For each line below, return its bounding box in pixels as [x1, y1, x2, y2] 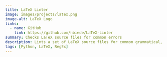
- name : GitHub [10, 26, 42, 31]
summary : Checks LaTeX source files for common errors [5, 35, 122, 40]
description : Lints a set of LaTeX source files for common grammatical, [5, 40, 163, 45]
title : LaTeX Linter [5, 7, 49, 12]
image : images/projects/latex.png [5, 12, 78, 17]
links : [5, 21, 19, 26]
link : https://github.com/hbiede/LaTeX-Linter [14, 30, 113, 35]
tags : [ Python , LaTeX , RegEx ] [5, 44, 69, 49]
